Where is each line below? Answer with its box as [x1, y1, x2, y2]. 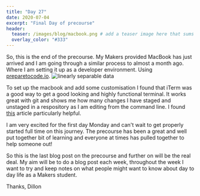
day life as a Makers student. [6, 171, 78, 178]
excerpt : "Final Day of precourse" [6, 20, 95, 26]
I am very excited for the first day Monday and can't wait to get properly [6, 121, 184, 128]
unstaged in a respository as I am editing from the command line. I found [6, 103, 186, 110]
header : [6, 25, 26, 32]
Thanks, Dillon [6, 183, 42, 190]
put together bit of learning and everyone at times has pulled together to [6, 134, 184, 141]
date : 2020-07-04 [6, 14, 50, 20]
